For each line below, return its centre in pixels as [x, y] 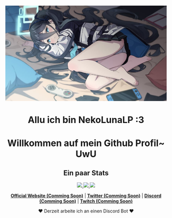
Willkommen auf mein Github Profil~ [86, 143]
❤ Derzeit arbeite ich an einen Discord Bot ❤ [86, 211]
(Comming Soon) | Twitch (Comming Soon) [86, 201]
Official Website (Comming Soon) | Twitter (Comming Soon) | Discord [86, 196]
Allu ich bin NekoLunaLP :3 [86, 120]
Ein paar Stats [86, 173]
